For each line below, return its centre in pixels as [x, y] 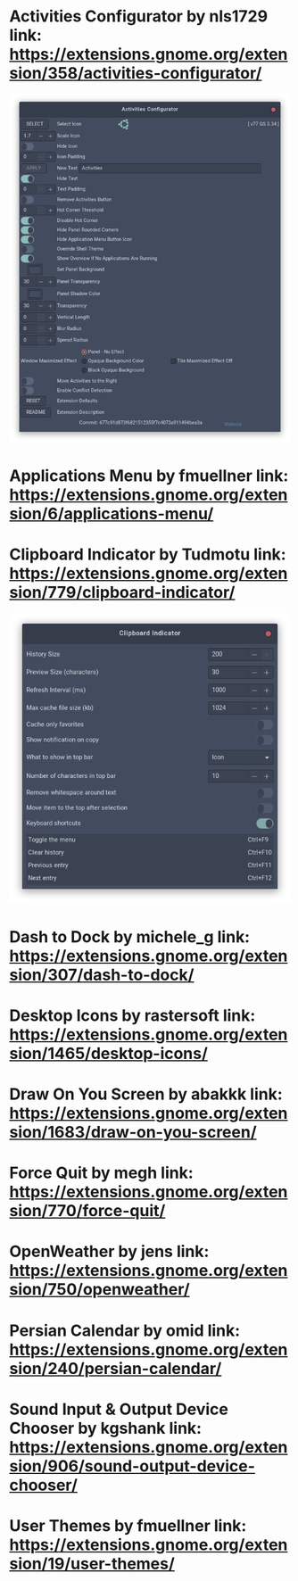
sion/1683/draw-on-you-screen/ [133, 1133]
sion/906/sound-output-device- [132, 1466]
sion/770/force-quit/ [87, 1211]
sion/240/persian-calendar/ [116, 1368]
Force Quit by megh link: [101, 1173]
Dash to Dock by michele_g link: [130, 936]
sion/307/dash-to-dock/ [102, 975]
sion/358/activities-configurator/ [136, 74]
